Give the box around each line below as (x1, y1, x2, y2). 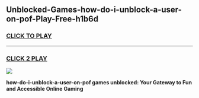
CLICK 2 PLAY (6, 54, 47, 62)
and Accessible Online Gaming (6, 85, 84, 92)
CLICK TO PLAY (6, 32, 52, 40)
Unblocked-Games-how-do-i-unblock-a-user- (6, 5, 182, 15)
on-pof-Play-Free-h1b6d (6, 14, 99, 24)
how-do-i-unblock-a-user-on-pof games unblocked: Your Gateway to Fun (6, 78, 192, 86)
